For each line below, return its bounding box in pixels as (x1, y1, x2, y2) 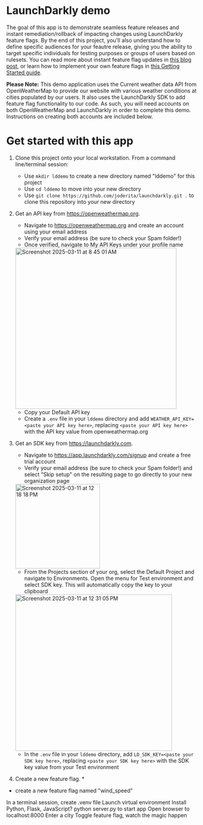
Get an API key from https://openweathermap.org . (15, 210, 141, 217)
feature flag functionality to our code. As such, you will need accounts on (6, 99, 190, 107)
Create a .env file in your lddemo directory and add (24, 415, 150, 422)
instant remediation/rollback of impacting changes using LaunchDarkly (6, 30, 183, 37)
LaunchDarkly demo (6, 4, 110, 18)
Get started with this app (6, 134, 133, 148)
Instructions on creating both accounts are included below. (6, 113, 153, 120)
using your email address (24, 228, 87, 235)
